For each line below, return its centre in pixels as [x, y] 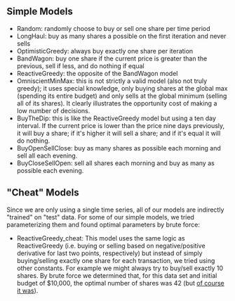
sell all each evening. [47, 155]
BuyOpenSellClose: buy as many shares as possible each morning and [119, 148]
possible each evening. [50, 170]
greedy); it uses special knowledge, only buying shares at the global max [122, 88]
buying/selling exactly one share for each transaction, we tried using [116, 260]
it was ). [27, 290]
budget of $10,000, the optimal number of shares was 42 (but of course [121, 283]
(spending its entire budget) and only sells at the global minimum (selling [122, 96]
